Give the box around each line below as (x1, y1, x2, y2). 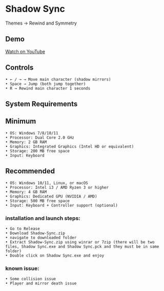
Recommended (5, 167, 55, 175)
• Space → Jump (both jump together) (5, 81, 86, 86)
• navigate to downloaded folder (5, 235, 77, 240)
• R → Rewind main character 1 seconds (5, 85, 91, 91)
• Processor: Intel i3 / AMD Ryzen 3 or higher (5, 185, 109, 190)
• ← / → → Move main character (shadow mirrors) (5, 77, 111, 82)
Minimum (5, 117, 36, 126)
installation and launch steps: (5, 214, 80, 221)
